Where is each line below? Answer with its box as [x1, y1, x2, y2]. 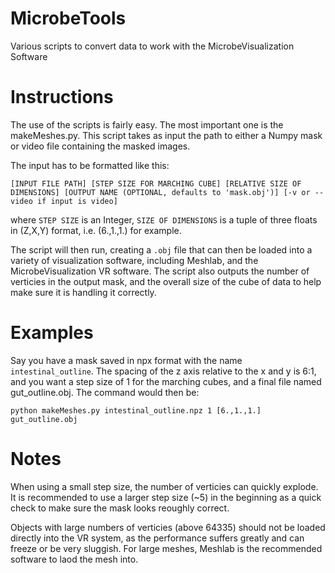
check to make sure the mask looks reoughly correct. [10, 502, 230, 514]
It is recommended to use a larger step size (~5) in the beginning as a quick [10, 491, 322, 503]
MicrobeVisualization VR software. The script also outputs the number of [10, 265, 310, 277]
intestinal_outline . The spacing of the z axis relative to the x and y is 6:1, [10, 365, 317, 377]
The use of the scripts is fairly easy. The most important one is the [10, 118, 284, 131]
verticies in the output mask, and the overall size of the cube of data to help [10, 275, 322, 287]
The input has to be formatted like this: [10, 159, 170, 171]
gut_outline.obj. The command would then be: [10, 386, 200, 398]
